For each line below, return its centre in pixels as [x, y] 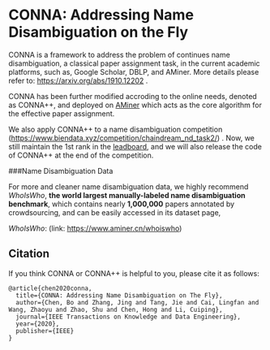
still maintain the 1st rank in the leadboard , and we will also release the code [135, 146]
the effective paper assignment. [62, 113]
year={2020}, [38, 324]
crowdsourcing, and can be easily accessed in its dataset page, [115, 212]
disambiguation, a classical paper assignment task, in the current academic [135, 63]
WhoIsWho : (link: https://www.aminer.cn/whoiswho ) [95, 228]
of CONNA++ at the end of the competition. [81, 155]
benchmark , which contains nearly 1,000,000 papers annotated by [122, 204]
